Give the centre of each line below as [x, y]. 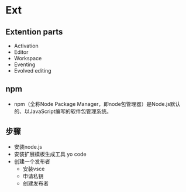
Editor [21, 52]
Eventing [25, 64]
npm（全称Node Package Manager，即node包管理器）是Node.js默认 [97, 104]
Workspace [28, 58]
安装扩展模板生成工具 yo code [50, 154]
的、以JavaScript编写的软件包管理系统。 [63, 111]
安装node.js [28, 146]
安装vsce [34, 169]
